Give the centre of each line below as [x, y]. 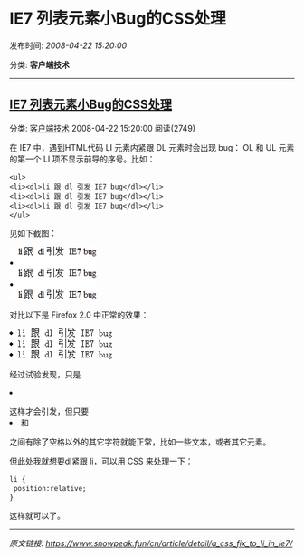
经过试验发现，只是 [45, 374]
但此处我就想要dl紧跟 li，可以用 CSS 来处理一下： [101, 461]
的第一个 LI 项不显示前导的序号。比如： [82, 159]
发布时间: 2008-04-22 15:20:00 [68, 45]
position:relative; [50, 488]
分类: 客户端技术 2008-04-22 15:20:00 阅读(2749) [103, 128]
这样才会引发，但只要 [49, 411]
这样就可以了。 [37, 515]
